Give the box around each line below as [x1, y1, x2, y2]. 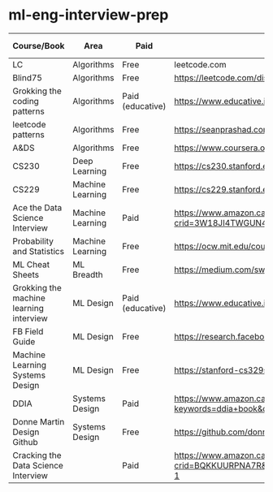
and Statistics [12, 245, 65, 257]
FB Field [12, 326, 44, 337]
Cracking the [12, 449, 63, 460]
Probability [12, 235, 54, 247]
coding [12, 95, 39, 106]
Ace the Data [12, 201, 63, 213]
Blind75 [12, 71, 43, 83]
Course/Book [12, 40, 65, 51]
